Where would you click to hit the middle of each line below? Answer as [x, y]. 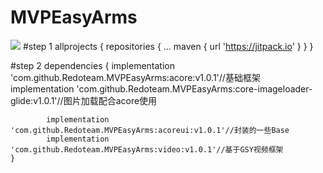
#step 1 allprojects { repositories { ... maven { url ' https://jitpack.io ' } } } [168, 46]
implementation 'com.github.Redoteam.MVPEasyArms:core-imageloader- [161, 88]
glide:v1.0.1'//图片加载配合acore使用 [84, 100]
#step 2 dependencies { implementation [92, 65]
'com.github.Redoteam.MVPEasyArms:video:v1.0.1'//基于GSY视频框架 [147, 149]
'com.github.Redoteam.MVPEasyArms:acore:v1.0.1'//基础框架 [135, 77]
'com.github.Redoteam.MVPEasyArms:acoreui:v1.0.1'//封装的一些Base [150, 130]
